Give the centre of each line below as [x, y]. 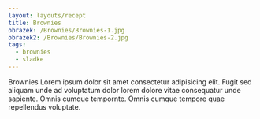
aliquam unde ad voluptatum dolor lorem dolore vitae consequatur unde [125, 90]
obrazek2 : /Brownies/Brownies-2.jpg [68, 37]
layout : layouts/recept [47, 15]
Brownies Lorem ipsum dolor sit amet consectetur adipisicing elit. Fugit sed [130, 82]
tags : [17, 45]
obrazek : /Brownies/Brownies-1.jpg [67, 30]
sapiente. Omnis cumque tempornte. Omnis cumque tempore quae [117, 99]
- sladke [30, 60]
